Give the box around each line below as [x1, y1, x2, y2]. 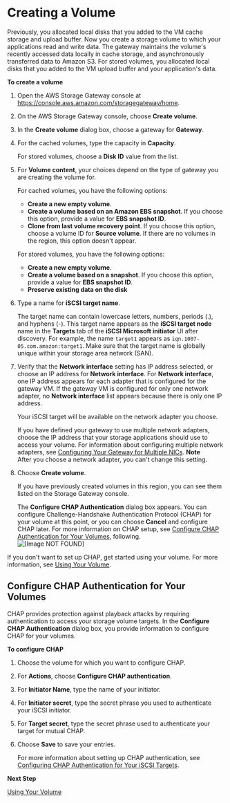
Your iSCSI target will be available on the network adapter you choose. [17, 412, 218, 421]
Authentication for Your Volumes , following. [17, 532, 141, 540]
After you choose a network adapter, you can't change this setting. [17, 455, 208, 463]
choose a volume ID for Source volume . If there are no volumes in [27, 229, 215, 237]
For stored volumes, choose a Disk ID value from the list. [17, 152, 179, 160]
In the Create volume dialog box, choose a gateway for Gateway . [17, 125, 204, 133]
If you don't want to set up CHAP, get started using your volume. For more [7, 553, 218, 561]
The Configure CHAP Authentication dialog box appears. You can [17, 503, 207, 511]
